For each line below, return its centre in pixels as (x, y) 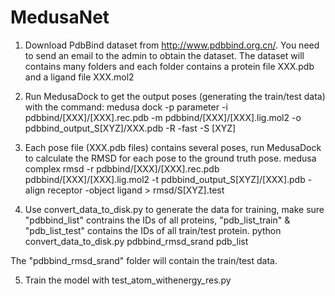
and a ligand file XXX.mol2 (79, 77)
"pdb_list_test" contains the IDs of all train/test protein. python (153, 230)
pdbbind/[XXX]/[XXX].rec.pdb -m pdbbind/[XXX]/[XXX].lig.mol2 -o (163, 117)
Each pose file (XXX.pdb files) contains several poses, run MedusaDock (173, 147)
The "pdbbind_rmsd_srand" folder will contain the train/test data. (144, 260)
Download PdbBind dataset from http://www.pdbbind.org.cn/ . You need (172, 45)
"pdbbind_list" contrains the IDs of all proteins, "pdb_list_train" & (157, 220)
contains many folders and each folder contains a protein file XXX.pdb (169, 66)
